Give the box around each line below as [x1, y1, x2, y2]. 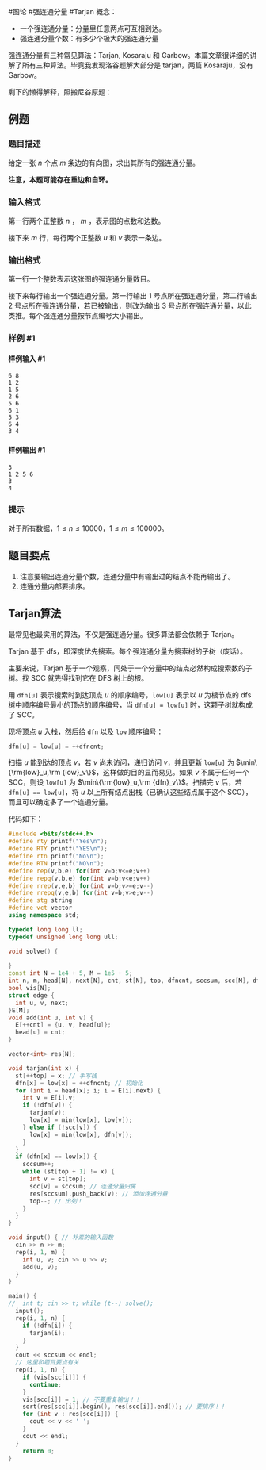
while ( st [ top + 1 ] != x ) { [22, 1168, 115, 1176]
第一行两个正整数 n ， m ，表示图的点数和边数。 [8, 216, 165, 225]
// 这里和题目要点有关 [15, 1359, 79, 1367]
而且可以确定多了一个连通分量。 [8, 797, 112, 807]
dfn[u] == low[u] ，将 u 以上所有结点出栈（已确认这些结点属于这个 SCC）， [8, 788, 253, 797]
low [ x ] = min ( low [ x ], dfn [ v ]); [28, 1130, 133, 1138]
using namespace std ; [8, 912, 80, 919]
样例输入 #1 [8, 354, 46, 363]
